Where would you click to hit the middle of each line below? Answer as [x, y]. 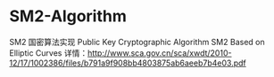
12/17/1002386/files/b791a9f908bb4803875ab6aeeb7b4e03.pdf [128, 63]
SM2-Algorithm [68, 16]
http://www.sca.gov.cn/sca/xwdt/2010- [160, 53]
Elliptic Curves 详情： [49, 53]
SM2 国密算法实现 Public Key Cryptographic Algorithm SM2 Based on [137, 42]
